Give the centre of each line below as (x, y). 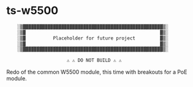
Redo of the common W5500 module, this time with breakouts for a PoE (97, 72)
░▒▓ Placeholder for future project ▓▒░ (93, 38)
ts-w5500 (32, 11)
